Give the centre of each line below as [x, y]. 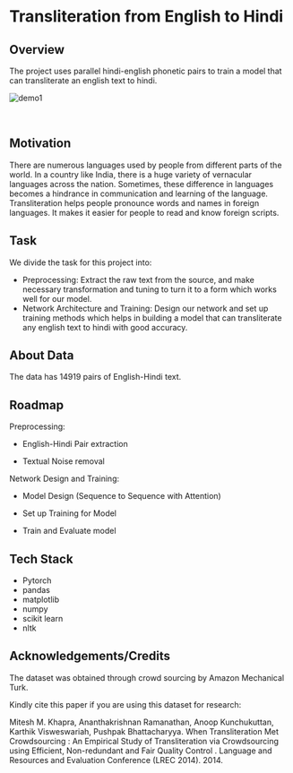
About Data [42, 356]
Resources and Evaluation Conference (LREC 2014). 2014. [116, 760]
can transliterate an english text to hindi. [83, 81]
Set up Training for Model [69, 513]
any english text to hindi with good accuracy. [105, 327]
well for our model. [57, 298]
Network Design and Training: [65, 479]
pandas [36, 590]
